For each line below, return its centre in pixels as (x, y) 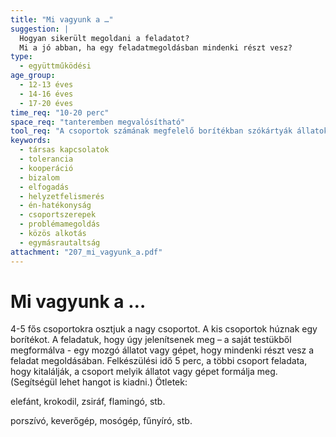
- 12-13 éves (46, 85)
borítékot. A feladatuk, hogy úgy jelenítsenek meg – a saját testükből (151, 340)
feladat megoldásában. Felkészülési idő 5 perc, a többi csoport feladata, (159, 361)
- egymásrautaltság (60, 242)
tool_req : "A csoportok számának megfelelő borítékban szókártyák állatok (169, 131)
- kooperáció (46, 168)
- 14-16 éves (46, 94)
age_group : (33, 76)
